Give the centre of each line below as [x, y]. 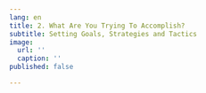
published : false [41, 67]
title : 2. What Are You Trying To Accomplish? [97, 26]
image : [21, 42]
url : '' [32, 50]
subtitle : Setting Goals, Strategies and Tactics [103, 34]
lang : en [25, 17]
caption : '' [40, 58]
